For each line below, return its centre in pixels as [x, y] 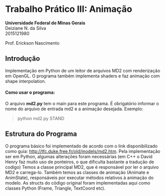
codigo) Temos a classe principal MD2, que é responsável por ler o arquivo [82, 167]
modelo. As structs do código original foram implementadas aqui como [78, 183]
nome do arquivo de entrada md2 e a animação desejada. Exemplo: [74, 109]
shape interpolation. [26, 81]
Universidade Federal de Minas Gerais [45, 23]
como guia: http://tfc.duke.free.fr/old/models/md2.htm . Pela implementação [83, 151]
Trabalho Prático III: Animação [69, 9]
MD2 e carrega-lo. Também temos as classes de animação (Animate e [77, 172]
